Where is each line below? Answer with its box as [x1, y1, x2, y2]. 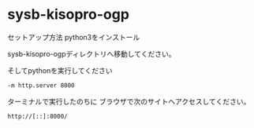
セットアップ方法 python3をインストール [7, 32, 140, 42]
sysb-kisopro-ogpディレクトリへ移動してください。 [7, 49, 176, 58]
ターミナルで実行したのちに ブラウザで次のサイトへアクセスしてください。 [7, 97, 251, 106]
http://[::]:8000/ [7, 112, 68, 120]
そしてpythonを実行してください [7, 65, 113, 75]
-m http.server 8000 [7, 81, 76, 90]
